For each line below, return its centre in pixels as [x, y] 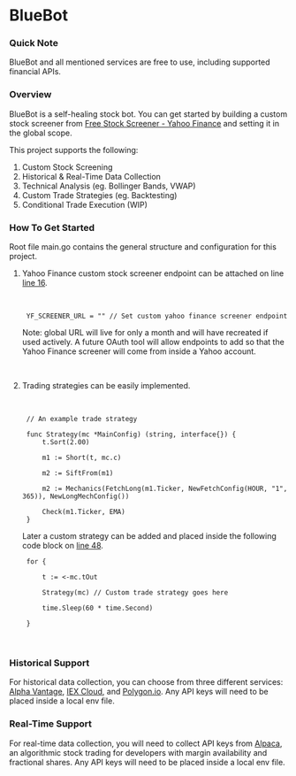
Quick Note [34, 43]
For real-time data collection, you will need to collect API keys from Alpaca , [146, 743]
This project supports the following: [74, 150]
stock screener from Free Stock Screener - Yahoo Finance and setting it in [144, 123]
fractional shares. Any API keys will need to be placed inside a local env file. [147, 762]
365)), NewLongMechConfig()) [76, 496]
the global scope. [41, 133]
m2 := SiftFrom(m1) [78, 473]
